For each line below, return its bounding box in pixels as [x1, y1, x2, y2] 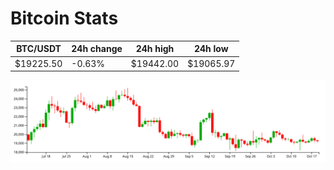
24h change [71, 43, 123, 55]
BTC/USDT [16, 43, 62, 55]
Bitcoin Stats [10, 7, 119, 30]
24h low [193, 43, 229, 55]
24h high [135, 43, 175, 55]
